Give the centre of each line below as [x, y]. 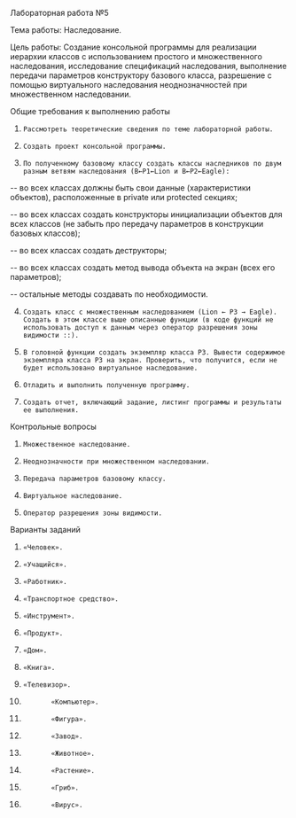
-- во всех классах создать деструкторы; [89, 250]
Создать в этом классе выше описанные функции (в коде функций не [148, 320]
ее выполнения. [51, 410]
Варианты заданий [45, 530]
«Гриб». [65, 788]
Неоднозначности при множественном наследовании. [117, 462]
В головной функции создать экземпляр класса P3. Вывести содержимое [154, 353]
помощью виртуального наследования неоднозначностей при [129, 85]
